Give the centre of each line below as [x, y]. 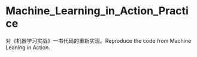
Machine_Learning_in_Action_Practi [97, 11]
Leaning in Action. [28, 47]
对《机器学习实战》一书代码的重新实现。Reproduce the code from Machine [99, 40]
